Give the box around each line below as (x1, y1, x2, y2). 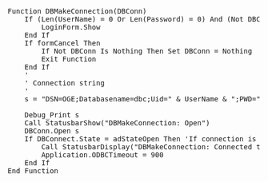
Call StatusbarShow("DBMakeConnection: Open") (24, 119, 210, 127)
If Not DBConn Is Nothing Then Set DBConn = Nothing (41, 47, 253, 55)
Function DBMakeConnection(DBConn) (7, 7, 147, 15)
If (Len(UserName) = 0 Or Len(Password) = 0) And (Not (24, 15, 245, 23)
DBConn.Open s (24, 127, 80, 135)
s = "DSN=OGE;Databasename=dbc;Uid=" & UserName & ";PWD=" (24, 95, 261, 103)
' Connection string (24, 79, 105, 87)
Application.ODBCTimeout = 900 (41, 151, 164, 159)
